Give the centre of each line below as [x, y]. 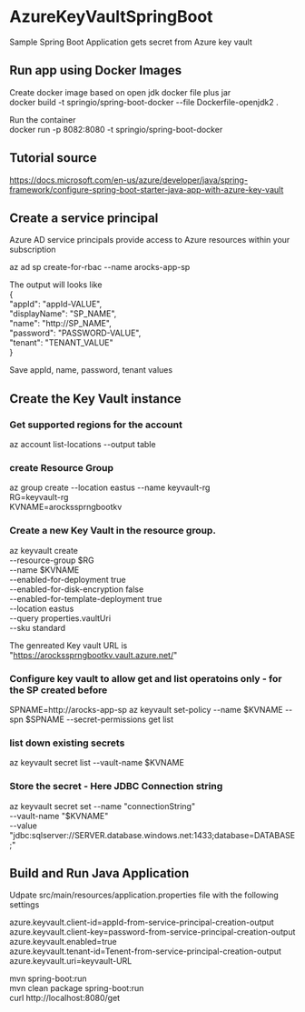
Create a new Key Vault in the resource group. [113, 531]
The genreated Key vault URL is [69, 645]
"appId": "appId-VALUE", [56, 304]
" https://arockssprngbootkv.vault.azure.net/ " [93, 655]
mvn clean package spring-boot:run [77, 988]
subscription [33, 250]
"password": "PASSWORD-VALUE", [75, 333]
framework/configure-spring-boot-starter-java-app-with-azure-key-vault [147, 189]
